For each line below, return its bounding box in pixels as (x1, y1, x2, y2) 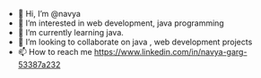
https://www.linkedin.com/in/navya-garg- (93, 47, 248, 57)
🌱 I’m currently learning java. (17, 27, 124, 37)
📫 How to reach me (17, 47, 92, 57)
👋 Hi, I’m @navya (17, 9, 81, 19)
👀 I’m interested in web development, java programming (17, 18, 224, 28)
